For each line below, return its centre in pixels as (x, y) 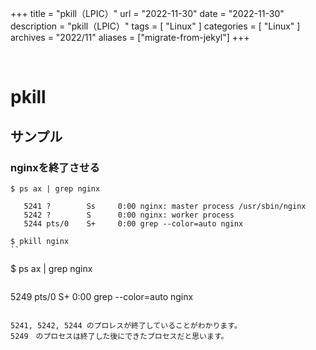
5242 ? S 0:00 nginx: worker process (129, 215)
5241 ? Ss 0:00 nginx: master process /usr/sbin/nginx (165, 206)
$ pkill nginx (40, 241)
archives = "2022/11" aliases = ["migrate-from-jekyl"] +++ (130, 37)
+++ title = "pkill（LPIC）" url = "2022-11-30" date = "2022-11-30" (147, 13)
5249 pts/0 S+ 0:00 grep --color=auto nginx (102, 296)
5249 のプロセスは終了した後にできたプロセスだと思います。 (119, 336)
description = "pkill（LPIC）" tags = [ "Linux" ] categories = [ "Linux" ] (155, 26)
